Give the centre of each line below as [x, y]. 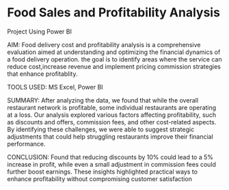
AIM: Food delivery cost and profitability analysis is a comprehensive [104, 44]
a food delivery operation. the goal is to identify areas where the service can [114, 59]
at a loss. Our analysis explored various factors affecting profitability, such [112, 115]
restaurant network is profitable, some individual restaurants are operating [112, 107]
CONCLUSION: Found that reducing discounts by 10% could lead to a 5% [110, 157]
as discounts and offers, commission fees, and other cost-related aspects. [112, 122]
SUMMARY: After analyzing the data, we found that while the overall [103, 100]
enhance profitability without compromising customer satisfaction [100, 178]
